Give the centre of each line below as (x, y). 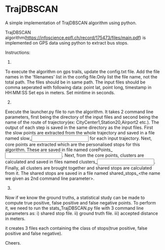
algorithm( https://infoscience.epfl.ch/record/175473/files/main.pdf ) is (76, 38)
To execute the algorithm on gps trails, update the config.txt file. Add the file (82, 71)
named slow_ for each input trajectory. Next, (79, 138)
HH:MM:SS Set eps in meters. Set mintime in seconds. (60, 92)
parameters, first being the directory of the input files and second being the (82, 117)
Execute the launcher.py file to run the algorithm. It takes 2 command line (79, 112)
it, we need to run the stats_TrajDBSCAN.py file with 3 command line (74, 208)
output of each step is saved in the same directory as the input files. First (79, 127)
